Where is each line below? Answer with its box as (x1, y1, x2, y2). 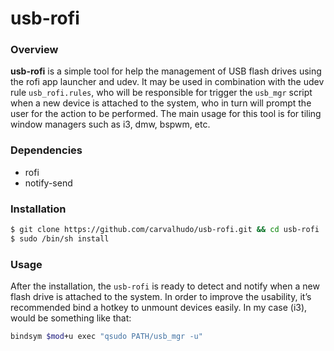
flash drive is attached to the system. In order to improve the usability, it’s (10, 291, 312, 303)
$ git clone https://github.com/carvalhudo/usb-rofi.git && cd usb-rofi (10, 225, 320, 235)
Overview (10, 43, 59, 57)
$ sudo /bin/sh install (10, 233, 110, 244)
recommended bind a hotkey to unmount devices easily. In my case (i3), (10, 302, 308, 314)
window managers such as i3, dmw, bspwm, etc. (10, 118, 211, 131)
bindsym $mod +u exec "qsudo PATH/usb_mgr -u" (10, 332, 203, 342)
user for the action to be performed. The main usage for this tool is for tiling (10, 108, 322, 120)
